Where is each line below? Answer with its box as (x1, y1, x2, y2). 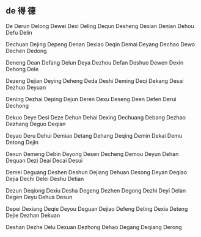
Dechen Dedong (5, 47, 47, 54)
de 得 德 (5, 5, 36, 16)
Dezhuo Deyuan (5, 83, 46, 91)
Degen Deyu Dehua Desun (5, 193, 73, 200)
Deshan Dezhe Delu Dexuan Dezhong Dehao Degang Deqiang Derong (5, 223, 182, 230)
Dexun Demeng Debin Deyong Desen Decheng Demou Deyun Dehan (5, 150, 179, 157)
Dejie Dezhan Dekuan (5, 211, 60, 219)
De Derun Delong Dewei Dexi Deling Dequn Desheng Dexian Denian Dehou (5, 22, 195, 29)
